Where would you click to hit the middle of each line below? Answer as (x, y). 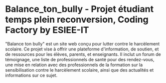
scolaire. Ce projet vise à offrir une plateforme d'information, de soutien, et (82, 49)
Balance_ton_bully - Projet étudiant (79, 9)
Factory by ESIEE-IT (47, 30)
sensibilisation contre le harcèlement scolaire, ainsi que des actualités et (80, 70)
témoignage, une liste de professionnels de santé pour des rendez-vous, (80, 59)
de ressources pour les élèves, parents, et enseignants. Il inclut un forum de (83, 54)
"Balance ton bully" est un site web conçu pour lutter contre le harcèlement (83, 43)
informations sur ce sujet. (31, 75)
